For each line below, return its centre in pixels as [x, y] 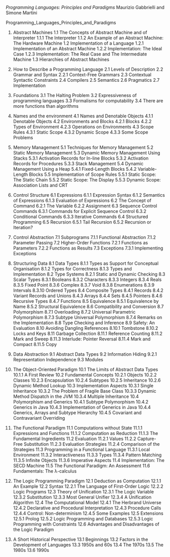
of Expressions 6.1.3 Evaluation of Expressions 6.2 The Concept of [82, 200]
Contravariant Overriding [39, 418]
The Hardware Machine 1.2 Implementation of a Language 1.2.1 [78, 43]
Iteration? [23, 227]
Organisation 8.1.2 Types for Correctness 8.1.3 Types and [72, 269]
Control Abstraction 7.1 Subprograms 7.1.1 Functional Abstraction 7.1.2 [84, 237]
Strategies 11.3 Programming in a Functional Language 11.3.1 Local [81, 450]
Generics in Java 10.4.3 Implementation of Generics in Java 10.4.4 [82, 407]
